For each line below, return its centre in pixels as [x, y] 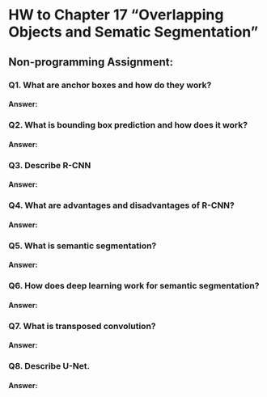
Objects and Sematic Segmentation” [133, 32]
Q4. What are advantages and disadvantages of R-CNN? [121, 205]
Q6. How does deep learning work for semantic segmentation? [134, 286]
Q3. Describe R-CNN [50, 165]
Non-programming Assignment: [91, 62]
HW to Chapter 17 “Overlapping [116, 15]
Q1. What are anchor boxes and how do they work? [110, 85]
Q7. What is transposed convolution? [82, 326]
